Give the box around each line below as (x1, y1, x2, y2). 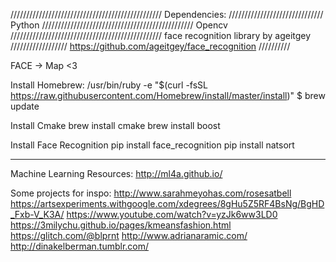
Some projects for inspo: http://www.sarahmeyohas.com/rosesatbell (10, 187, 292, 199)
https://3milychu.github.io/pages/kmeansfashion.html (10, 219, 232, 231)
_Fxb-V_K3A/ (10, 209, 65, 220)
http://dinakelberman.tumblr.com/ (10, 240, 150, 252)
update (10, 100, 40, 112)
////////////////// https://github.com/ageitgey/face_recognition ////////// (10, 40, 291, 52)
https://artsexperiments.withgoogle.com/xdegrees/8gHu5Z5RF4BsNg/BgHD (10, 198, 325, 209)
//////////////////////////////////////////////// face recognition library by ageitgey (10, 30, 312, 41)
